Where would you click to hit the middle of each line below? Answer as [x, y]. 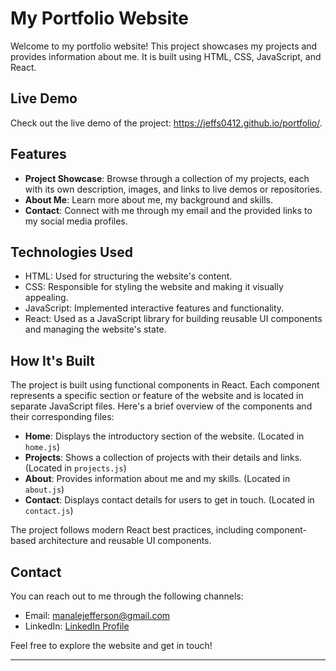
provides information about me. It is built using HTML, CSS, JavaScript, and [166, 56]
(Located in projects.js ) [75, 468]
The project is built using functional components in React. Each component [165, 385]
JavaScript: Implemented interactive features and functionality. [154, 308]
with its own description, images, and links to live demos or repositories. [173, 189]
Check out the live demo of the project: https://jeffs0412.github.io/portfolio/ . [166, 123]
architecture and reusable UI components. [125, 541]
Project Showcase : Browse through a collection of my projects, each [167, 178]
